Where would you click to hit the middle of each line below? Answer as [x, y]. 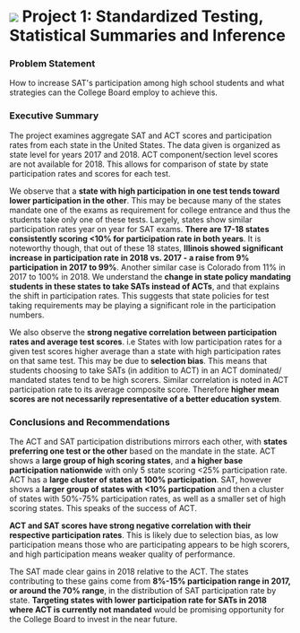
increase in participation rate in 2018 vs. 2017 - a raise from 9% [129, 257]
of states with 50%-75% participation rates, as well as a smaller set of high [148, 499]
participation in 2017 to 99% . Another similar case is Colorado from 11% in [148, 267]
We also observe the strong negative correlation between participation [143, 332]
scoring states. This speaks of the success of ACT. [103, 508]
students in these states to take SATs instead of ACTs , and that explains [145, 286]
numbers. [27, 315]
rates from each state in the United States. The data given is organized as [145, 144]
